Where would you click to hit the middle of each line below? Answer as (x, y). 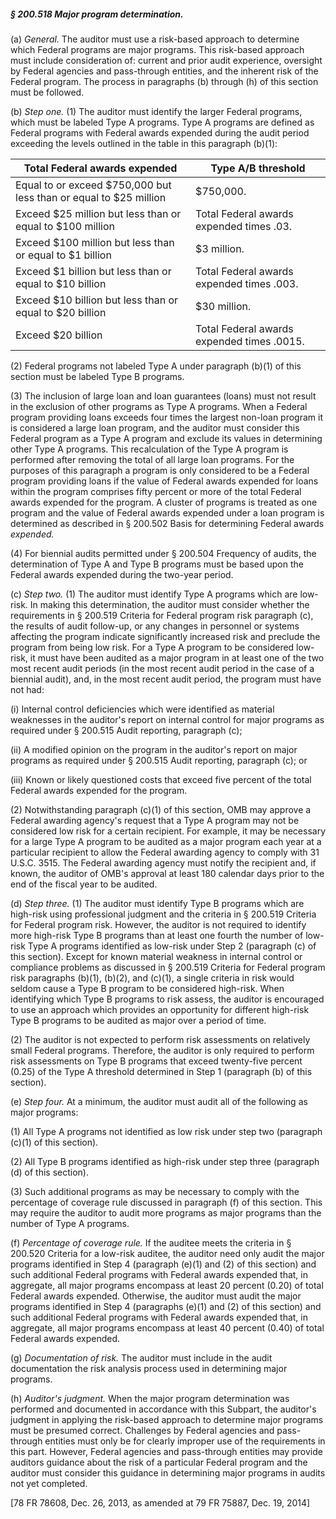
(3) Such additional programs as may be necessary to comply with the (155, 1191)
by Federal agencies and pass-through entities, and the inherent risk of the (164, 71)
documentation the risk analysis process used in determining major (149, 1368)
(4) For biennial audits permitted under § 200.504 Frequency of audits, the (163, 553)
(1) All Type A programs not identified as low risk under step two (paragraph (166, 1131)
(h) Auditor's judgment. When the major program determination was (150, 1398)
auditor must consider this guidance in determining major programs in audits (168, 1472)
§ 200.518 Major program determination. (97, 14)
